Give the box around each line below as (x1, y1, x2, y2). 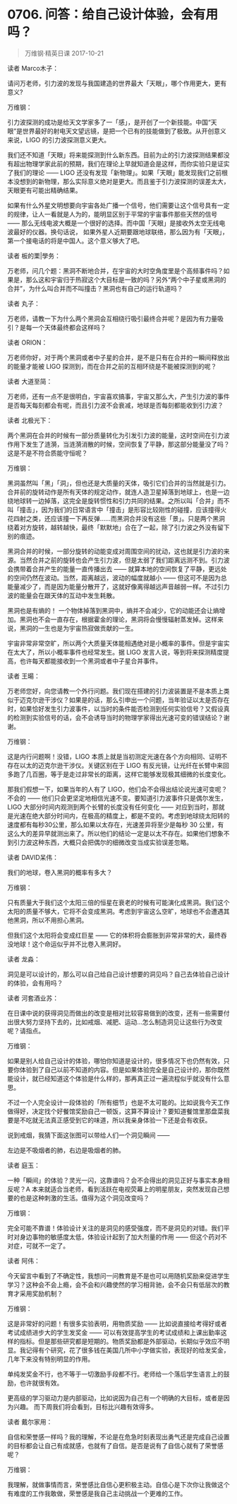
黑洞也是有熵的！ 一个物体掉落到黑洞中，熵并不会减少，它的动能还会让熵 (7, 606, 219, 614)
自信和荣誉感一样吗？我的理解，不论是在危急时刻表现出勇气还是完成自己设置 (7, 1433, 230, 1441)
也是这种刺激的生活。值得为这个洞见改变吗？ (19, 1193, 150, 1202)
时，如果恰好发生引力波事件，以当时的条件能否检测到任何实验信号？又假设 (7, 704, 224, 713)
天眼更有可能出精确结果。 (7, 185, 82, 195)
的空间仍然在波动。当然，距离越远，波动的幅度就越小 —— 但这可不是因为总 (7, 573, 227, 582)
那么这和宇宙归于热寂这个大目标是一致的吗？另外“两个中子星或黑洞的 (25, 275, 227, 284)
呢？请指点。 (7, 1026, 44, 1035)
